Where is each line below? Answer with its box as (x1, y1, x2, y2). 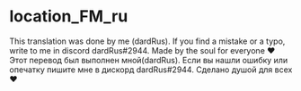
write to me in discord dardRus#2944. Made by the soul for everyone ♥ (9, 45, 276, 55)
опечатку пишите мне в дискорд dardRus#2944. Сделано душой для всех (9, 64, 293, 75)
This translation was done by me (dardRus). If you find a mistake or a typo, (9, 36, 286, 46)
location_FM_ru (9, 6, 128, 27)
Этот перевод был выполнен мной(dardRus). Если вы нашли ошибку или (9, 54, 288, 65)
